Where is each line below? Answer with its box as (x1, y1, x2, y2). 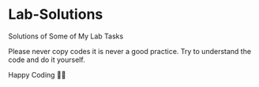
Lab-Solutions (8, 5, 103, 24)
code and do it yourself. (8, 55, 85, 64)
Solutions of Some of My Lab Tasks (8, 31, 124, 41)
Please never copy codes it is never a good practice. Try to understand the (8, 46, 251, 56)
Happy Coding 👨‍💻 (8, 70, 66, 79)
